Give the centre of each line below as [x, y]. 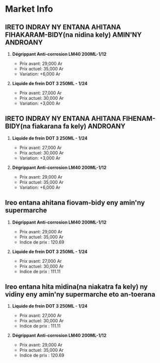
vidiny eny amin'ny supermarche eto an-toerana [80, 295]
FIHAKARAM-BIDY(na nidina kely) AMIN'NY [73, 34]
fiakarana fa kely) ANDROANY [79, 126]
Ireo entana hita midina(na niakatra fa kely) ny [76, 287]
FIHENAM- [139, 119]
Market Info [29, 9]
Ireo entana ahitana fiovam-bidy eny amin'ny [75, 203]
